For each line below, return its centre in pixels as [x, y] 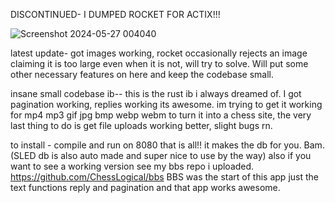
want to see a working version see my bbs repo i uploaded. [132, 166]
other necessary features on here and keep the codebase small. [142, 74]
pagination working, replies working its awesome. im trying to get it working [166, 104]
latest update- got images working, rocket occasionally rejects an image [159, 53]
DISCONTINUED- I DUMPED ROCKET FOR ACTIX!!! [115, 14]
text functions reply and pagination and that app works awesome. [145, 187]
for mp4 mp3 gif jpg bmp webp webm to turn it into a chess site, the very [161, 115]
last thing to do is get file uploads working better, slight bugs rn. [141, 125]
